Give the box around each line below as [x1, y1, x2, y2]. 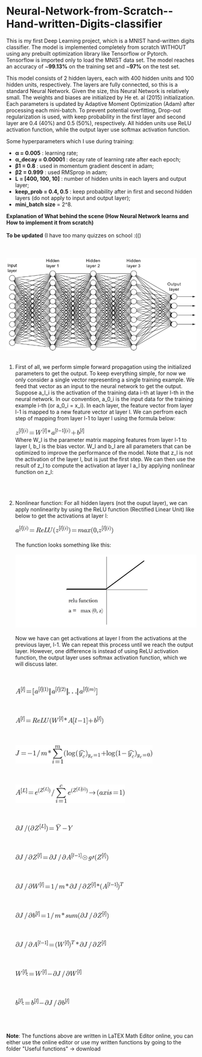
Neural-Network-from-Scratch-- [6, 4, 174, 18]
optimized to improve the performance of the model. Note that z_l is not [14, 449, 193, 456]
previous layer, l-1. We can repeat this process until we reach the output [14, 641, 194, 648]
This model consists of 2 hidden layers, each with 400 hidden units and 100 [6, 74, 194, 82]
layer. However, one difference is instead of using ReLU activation [14, 648, 179, 655]
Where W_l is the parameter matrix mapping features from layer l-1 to [14, 436, 187, 443]
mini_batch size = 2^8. [14, 201, 72, 208]
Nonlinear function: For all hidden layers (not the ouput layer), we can [14, 499, 188, 506]
